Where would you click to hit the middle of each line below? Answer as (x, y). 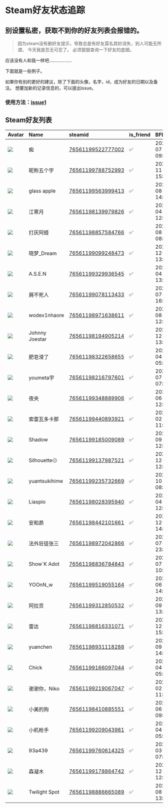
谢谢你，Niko (44, 688)
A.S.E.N (37, 273)
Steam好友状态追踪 (45, 10)
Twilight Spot (44, 792)
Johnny (37, 333)
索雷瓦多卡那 (44, 419)
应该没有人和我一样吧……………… (38, 60)
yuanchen (40, 647)
